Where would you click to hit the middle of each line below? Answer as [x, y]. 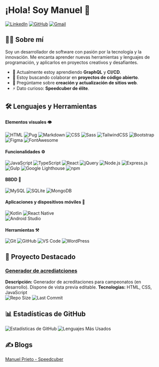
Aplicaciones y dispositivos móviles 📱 [45, 202]
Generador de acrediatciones [41, 271]
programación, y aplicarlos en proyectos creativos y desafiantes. [72, 62]
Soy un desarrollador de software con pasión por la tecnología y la [74, 51]
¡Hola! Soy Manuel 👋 [48, 10]
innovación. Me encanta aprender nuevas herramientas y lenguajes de [78, 57]
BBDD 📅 [13, 180]
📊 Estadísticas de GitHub [46, 314]
